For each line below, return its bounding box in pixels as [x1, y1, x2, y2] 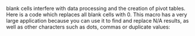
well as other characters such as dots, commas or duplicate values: [6, 23, 170, 30]
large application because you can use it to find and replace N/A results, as [6, 17, 189, 24]
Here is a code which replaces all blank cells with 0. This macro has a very [6, 11, 187, 18]
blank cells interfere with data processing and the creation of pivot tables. [6, 5, 186, 12]
